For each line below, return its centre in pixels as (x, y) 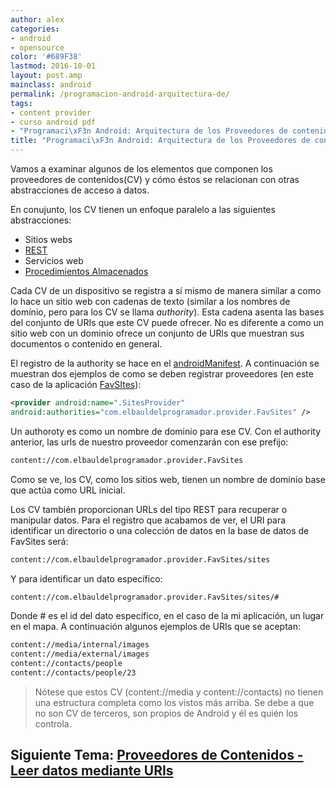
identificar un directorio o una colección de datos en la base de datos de (160, 530)
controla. (53, 723)
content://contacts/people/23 (73, 673)
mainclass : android (51, 85)
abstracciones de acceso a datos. (80, 190)
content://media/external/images (80, 654)
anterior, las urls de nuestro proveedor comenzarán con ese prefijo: (149, 442)
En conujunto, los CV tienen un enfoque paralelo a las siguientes (143, 209)
